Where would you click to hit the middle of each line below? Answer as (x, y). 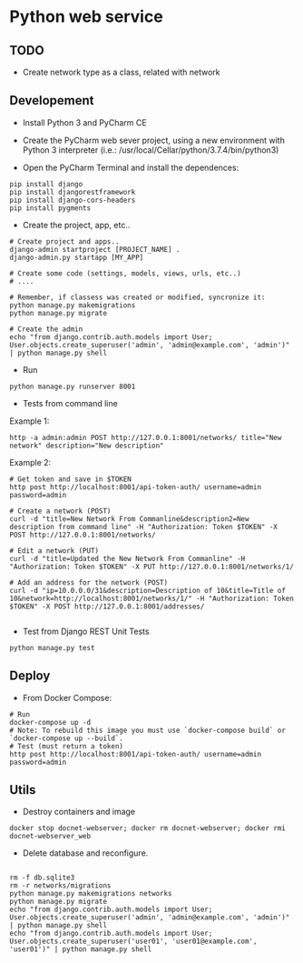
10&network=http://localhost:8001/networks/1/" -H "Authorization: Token (152, 598)
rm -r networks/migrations (60, 886)
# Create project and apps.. (64, 241)
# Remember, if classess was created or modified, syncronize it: (137, 297)
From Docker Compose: (67, 697)
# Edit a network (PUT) (54, 551)
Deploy (30, 676)
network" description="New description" (87, 446)
